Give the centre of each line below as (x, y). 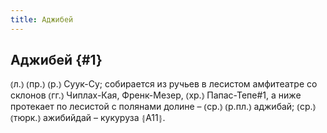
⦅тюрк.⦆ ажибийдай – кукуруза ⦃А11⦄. (88, 118)
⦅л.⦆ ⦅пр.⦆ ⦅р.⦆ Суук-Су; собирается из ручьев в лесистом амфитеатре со (164, 84)
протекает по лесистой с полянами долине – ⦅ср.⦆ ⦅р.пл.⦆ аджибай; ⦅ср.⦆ (163, 107)
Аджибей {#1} (56, 60)
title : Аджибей (42, 19)
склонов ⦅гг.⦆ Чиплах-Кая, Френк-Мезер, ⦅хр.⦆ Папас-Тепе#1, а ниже (156, 95)
